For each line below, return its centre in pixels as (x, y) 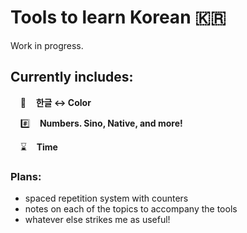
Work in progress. (47, 45)
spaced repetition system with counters (106, 198)
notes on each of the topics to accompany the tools (131, 209)
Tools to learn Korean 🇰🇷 (118, 17)
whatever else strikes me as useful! (97, 220)
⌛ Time (38, 147)
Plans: (26, 176)
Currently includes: (72, 77)
